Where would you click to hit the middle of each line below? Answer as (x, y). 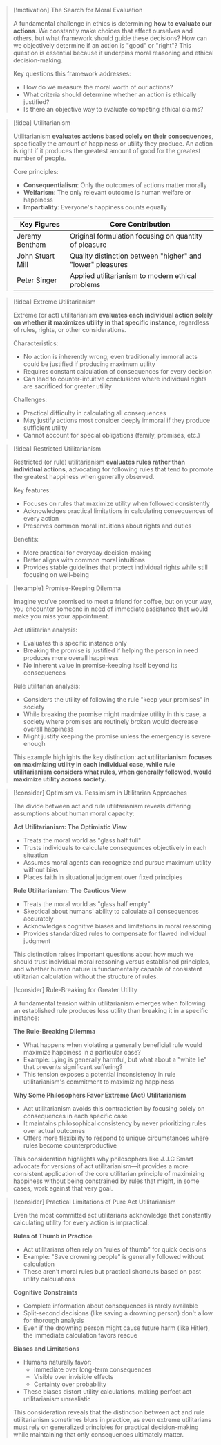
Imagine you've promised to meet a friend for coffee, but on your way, (113, 602)
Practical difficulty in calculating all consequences (95, 413)
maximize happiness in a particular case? (82, 1052)
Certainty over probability (70, 1384)
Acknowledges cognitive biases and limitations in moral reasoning (117, 926)
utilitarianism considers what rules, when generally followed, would (112, 772)
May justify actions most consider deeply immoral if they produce (117, 420)
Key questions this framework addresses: (72, 73)
